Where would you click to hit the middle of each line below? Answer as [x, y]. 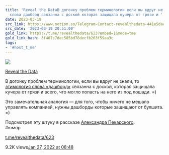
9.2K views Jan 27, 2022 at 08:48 [39, 147]
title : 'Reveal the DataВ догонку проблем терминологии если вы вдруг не [84, 10]
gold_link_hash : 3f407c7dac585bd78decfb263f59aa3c [59, 38]
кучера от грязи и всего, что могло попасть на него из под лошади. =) [81, 92]
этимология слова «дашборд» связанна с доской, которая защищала [80, 86]
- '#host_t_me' [21, 47]
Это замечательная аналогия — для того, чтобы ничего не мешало [77, 101]
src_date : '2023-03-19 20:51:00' [40, 29]
